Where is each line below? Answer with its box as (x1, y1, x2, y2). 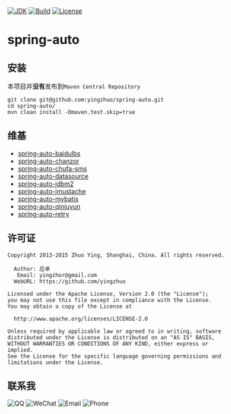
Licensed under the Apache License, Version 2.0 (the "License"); (7, 290, 209, 297)
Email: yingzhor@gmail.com (16, 271, 98, 279)
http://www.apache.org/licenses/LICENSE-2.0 (14, 315, 148, 322)
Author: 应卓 (14, 265, 51, 272)
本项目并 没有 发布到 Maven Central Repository (7, 82, 140, 90)
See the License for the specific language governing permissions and (7, 353, 222, 360)
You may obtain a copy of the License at (7, 303, 133, 310)
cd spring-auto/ (7, 103, 56, 110)
